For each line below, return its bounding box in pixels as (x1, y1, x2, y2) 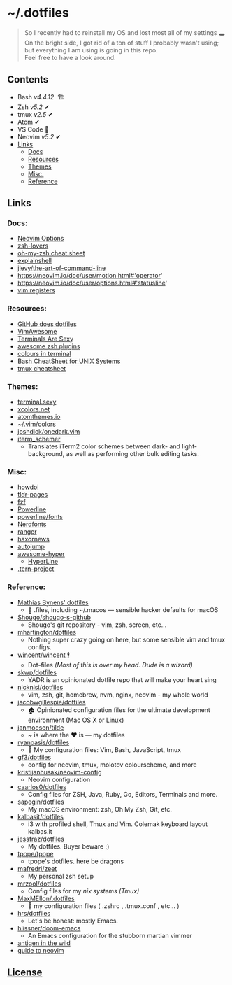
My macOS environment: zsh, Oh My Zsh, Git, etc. (27, 805, 173, 813)
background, (27, 450, 65, 458)
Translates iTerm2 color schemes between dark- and (27, 442, 180, 451)
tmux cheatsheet (17, 364, 66, 372)
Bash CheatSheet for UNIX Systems (17, 357, 121, 365)
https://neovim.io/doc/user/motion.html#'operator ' (17, 271, 163, 280)
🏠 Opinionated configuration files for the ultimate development (27, 705, 211, 714)
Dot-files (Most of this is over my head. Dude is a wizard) (27, 660, 194, 669)
